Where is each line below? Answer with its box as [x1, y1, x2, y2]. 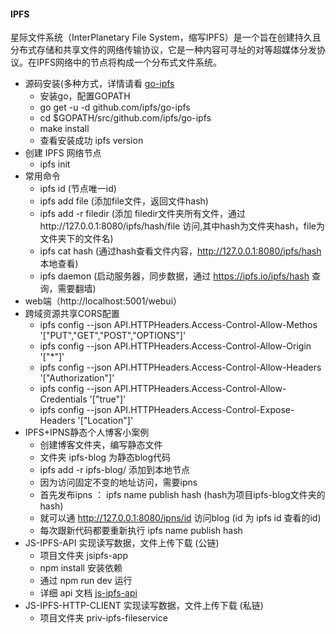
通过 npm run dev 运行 [39, 575, 133, 587]
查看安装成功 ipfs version [39, 135, 144, 147]
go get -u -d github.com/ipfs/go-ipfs [39, 101, 191, 114]
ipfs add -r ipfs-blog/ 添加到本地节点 [39, 464, 190, 476]
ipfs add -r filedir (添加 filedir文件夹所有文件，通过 [39, 208, 247, 220]
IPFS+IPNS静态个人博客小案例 [24, 426, 150, 439]
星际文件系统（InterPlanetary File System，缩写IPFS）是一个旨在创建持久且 [10, 31, 322, 44]
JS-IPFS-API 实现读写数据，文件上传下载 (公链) [24, 537, 220, 549]
